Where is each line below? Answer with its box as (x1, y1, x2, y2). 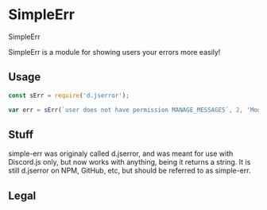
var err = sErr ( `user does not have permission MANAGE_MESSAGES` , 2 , (8, 106, 244, 114)
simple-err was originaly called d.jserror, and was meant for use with (8, 149, 234, 158)
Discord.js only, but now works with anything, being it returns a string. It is (8, 157, 251, 167)
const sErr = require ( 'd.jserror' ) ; (8, 91, 130, 99)
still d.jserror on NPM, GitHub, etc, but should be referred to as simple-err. (8, 165, 251, 176)
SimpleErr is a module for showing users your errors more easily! (8, 47, 221, 56)
